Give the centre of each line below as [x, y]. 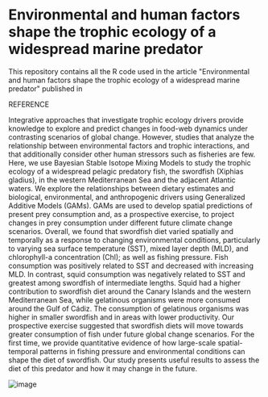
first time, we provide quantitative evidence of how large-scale [112, 343]
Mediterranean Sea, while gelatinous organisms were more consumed [124, 299]
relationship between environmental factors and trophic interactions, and [129, 145]
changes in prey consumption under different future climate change [121, 223]
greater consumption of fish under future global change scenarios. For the [132, 334]
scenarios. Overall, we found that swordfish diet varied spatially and [121, 231]
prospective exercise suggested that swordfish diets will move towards [126, 325]
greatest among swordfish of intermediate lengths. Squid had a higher [125, 282]
